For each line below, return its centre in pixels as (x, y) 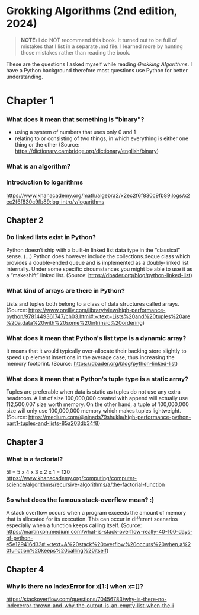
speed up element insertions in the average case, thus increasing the (90, 357)
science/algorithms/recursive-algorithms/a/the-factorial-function (86, 484)
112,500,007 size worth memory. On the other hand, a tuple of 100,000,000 (98, 404)
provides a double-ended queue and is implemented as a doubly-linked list (97, 263)
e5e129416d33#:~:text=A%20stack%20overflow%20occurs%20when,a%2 (99, 544)
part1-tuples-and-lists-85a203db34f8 (52, 423)
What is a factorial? (35, 459)
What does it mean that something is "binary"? (75, 119)
